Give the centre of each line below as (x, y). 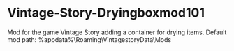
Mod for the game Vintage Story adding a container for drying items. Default (117, 32)
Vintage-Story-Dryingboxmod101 (106, 13)
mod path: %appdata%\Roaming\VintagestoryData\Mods (89, 39)
